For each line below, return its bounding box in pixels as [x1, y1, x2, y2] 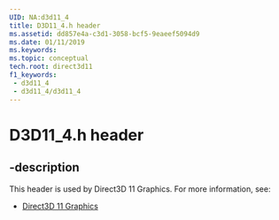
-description [9, 160, 80, 175]
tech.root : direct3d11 [9, 63, 93, 72]
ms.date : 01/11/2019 [9, 37, 86, 47]
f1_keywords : [9, 71, 58, 80]
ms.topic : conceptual [9, 54, 89, 63]
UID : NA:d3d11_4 [9, 12, 69, 22]
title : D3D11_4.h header [9, 21, 101, 30]
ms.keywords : [9, 46, 58, 55]
